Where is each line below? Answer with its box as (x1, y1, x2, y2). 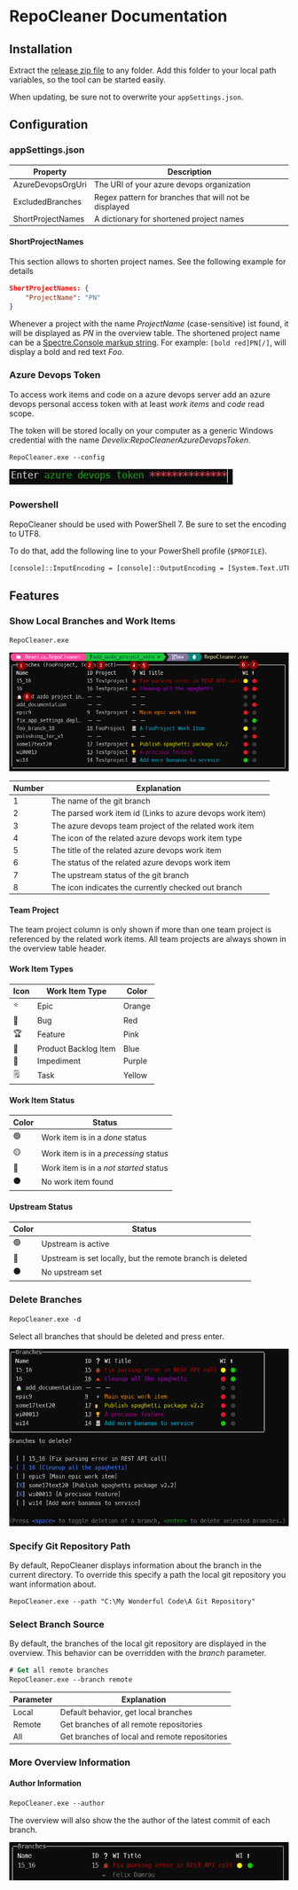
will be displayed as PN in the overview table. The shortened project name (9, 328, 281, 339)
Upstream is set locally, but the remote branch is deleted (41, 1252, 247, 1263)
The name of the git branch (51, 796, 151, 806)
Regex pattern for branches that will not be (94, 192, 250, 202)
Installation (9, 42, 73, 57)
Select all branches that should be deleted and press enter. (9, 1330, 224, 1341)
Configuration (9, 117, 89, 132)
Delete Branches (9, 1293, 82, 1306)
